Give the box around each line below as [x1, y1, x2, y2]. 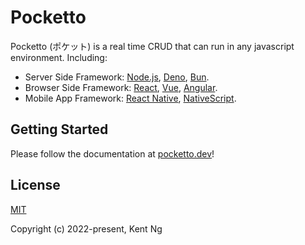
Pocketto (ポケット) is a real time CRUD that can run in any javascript [10, 40, 295, 52]
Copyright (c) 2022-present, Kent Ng [10, 222, 163, 235]
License [10, 177, 61, 194]
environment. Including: [10, 51, 108, 63]
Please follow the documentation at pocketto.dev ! [10, 147, 215, 160]
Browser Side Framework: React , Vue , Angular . [24, 81, 218, 93]
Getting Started [10, 121, 109, 138]
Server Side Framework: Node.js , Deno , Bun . [24, 71, 210, 83]
